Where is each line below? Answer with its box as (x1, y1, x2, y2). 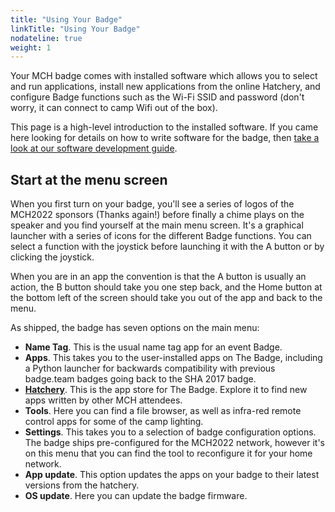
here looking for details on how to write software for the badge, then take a (10, 132, 320, 144)
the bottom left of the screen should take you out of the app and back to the (10, 292, 323, 304)
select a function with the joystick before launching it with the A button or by (10, 241, 325, 253)
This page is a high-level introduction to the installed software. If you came (10, 121, 319, 133)
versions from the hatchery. (24, 479, 140, 491)
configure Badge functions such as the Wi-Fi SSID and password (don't (10, 91, 305, 103)
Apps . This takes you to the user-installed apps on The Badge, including (24, 352, 323, 364)
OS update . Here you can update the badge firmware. (24, 490, 248, 502)
